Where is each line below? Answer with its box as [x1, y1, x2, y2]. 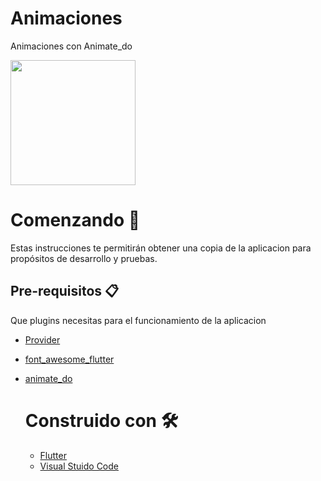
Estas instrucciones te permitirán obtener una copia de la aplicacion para [10, 242, 312, 254]
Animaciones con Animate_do [10, 40, 133, 52]
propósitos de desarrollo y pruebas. [10, 252, 158, 264]
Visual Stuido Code [39, 460, 119, 472]
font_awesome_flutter [24, 353, 115, 365]
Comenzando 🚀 [10, 209, 141, 232]
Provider [24, 333, 61, 346]
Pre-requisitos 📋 [10, 283, 120, 300]
